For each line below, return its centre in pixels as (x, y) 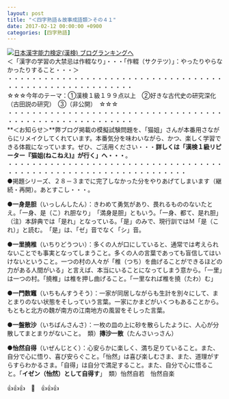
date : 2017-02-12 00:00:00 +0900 (55, 26)
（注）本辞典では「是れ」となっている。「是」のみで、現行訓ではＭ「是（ (110, 221)
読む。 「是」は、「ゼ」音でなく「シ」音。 (86, 230)
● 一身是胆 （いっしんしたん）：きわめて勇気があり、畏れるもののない (104, 204)
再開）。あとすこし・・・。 (56, 190)
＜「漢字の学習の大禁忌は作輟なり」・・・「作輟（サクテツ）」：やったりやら (112, 62)
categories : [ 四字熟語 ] (39, 33)
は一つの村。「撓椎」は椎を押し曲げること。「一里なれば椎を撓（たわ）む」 (112, 279)
